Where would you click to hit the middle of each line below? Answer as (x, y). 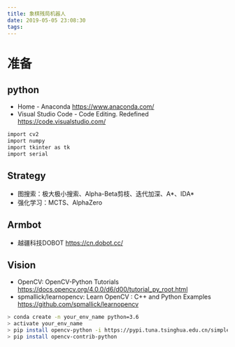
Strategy (27, 176)
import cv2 (23, 135)
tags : (15, 27)
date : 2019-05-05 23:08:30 (47, 20)
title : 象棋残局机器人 (37, 14)
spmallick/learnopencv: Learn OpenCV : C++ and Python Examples (114, 297)
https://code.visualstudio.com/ (62, 122)
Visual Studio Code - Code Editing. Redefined (83, 114)
